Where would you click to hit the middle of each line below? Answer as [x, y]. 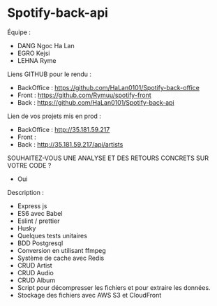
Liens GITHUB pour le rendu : [50, 74]
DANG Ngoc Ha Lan [46, 45]
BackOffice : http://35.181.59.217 [63, 129]
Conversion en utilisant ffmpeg [61, 250]
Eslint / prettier [38, 221]
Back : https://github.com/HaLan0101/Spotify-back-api [96, 102]
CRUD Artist [35, 265]
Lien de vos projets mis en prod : [54, 116]
